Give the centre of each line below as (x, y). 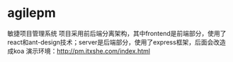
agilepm (32, 13)
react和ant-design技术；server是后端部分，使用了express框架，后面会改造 (117, 42)
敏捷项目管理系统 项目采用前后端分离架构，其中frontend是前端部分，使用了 (117, 33)
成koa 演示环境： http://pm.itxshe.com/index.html (79, 51)
